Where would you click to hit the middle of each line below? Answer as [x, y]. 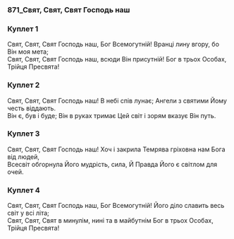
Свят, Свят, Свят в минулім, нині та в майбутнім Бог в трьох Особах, [110, 221]
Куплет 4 [24, 190]
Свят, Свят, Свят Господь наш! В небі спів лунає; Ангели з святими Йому [117, 100]
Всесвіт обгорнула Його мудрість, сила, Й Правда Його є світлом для [112, 164]
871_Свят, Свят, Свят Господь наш [69, 10]
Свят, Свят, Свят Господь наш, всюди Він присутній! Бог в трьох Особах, [117, 59]
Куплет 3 [24, 134]
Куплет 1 [23, 28]
